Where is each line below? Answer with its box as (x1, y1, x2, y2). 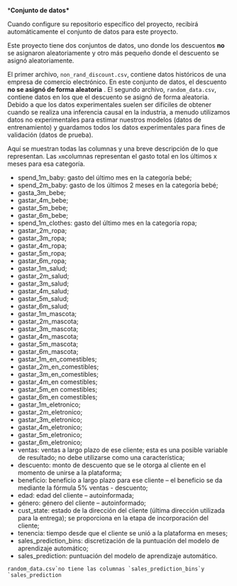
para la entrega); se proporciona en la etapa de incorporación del (17, 514, 209, 522)
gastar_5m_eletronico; (17, 431, 83, 439)
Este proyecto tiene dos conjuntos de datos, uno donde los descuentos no (7, 41, 225, 49)
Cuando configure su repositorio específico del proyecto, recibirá (7, 20, 199, 28)
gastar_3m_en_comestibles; (17, 370, 99, 378)
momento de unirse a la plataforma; (17, 469, 122, 476)
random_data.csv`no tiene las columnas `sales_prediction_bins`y (7, 565, 204, 572)
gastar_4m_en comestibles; (17, 377, 98, 386)
